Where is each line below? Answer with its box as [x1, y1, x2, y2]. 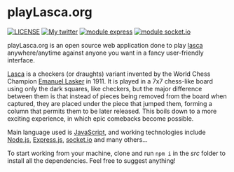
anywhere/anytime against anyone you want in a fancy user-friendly [7, 48, 205, 57]
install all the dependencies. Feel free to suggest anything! [7, 156, 177, 165]
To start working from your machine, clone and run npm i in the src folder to [7, 149, 226, 157]
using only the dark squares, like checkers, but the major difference [7, 84, 202, 93]
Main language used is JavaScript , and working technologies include [7, 128, 206, 136]
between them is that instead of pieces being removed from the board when [7, 92, 227, 100]
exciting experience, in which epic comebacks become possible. [7, 114, 194, 123]
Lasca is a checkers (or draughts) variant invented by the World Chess [7, 70, 211, 78]
